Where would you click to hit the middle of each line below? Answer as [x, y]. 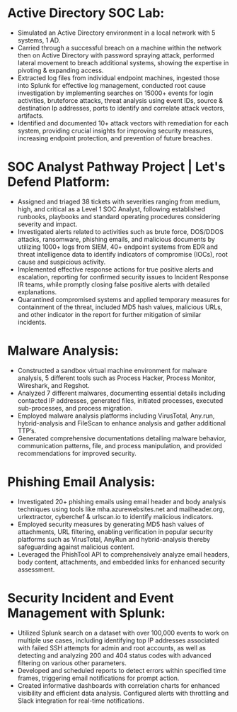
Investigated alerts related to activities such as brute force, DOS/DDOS [121, 231]
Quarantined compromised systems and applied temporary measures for [123, 299]
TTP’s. [27, 430]
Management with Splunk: [86, 613]
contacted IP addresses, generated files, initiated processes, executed [120, 400]
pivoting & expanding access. [60, 70]
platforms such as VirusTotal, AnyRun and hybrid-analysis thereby [114, 539]
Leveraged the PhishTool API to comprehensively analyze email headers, [123, 554]
